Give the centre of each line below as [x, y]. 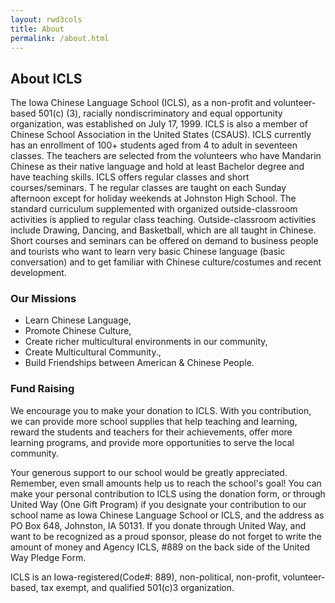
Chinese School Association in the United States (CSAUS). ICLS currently [161, 135]
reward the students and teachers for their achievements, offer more [151, 432]
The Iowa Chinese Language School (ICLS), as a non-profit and [141, 103]
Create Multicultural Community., [93, 352]
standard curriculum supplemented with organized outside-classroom [154, 209]
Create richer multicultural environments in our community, [146, 342]
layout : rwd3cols [46, 19]
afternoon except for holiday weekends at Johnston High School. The [153, 198]
